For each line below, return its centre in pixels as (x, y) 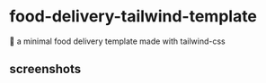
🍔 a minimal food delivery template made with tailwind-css (118, 41)
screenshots (45, 69)
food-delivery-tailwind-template (133, 17)
